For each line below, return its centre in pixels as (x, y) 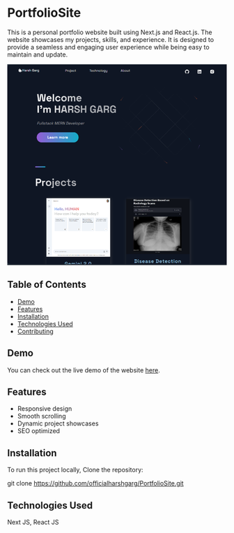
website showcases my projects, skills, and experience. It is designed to (111, 39)
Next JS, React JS (33, 523)
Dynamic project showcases (58, 423)
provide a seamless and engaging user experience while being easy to (109, 47)
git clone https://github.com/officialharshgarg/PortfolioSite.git (95, 483)
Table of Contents (47, 285)
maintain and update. (38, 54)
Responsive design (45, 409)
